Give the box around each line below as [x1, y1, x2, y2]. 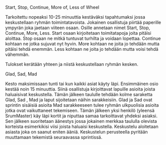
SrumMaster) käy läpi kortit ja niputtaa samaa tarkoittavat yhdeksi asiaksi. [5, 113, 157, 119]
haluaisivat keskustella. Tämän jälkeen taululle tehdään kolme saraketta [5, 92, 152, 97]
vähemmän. [5, 51, 30, 57]
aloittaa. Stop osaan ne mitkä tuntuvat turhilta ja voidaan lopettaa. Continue [5, 35, 161, 41]
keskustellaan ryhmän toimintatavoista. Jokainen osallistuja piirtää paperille [5, 20, 161, 25]
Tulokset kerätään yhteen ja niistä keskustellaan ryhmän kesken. [5, 61, 138, 67]
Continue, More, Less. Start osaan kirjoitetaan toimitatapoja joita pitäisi [5, 30, 152, 36]
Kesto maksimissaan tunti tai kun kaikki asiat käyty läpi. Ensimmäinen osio [5, 81, 158, 87]
